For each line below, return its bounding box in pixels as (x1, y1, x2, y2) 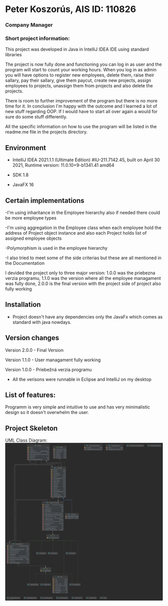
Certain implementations (5, 196, 84, 205)
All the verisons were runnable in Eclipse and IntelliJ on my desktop (12, 376, 151, 382)
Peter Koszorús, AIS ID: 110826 (5, 4, 136, 15)
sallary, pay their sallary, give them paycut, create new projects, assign (5, 77, 151, 83)
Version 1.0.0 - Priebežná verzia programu (5, 366, 92, 372)
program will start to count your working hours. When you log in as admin (5, 67, 156, 73)
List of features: (5, 391, 56, 399)
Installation (5, 300, 41, 309)
